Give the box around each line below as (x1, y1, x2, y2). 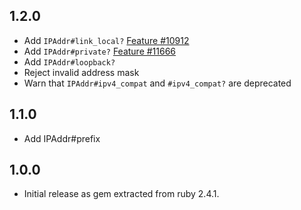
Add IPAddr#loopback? (23, 55, 116, 68)
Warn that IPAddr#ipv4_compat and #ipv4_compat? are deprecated (23, 77, 292, 89)
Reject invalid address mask (23, 66, 140, 78)
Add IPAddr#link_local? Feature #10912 (23, 34, 190, 46)
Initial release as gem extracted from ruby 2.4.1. (23, 188, 220, 200)
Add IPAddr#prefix (23, 132, 101, 144)
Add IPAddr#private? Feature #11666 (23, 45, 177, 57)
